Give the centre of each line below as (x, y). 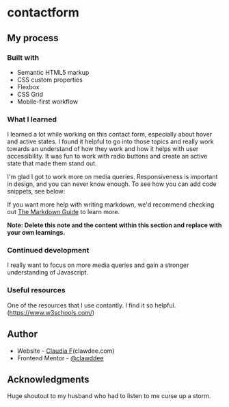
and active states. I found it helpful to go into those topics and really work (110, 141)
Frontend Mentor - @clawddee (60, 358)
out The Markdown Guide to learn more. (64, 212)
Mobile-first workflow (48, 102)
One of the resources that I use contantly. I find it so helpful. (92, 305)
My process (33, 38)
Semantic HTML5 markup (53, 72)
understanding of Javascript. (48, 272)
